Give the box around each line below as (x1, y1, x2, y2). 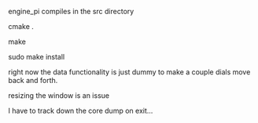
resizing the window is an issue (8, 91, 110, 100)
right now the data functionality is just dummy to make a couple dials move (8, 67, 251, 77)
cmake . (8, 22, 34, 31)
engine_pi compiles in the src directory (8, 7, 135, 16)
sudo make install (8, 52, 65, 61)
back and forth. (8, 76, 58, 85)
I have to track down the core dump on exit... (8, 106, 153, 115)
